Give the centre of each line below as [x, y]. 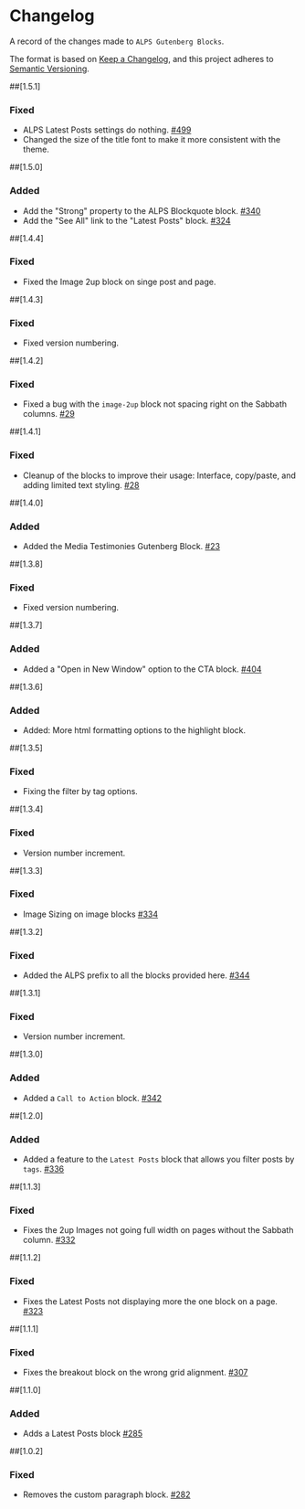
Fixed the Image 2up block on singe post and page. [119, 282]
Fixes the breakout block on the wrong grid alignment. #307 [135, 1372]
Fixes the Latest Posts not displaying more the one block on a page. [150, 1301]
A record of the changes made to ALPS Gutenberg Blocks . [117, 41]
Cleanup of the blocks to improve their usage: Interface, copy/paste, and [159, 475]
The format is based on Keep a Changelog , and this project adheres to [142, 58]
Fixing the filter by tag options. [80, 792]
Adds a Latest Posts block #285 [83, 1434]
